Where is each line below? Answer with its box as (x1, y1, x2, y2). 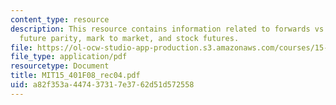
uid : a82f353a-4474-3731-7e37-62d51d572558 (10, 80, 195, 90)
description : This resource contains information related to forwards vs (10, 24, 325, 34)
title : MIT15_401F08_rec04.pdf (10, 71, 141, 81)
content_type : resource (10, 14, 110, 25)
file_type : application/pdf (10, 52, 128, 62)
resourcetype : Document (10, 61, 110, 71)
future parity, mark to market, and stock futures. (19, 33, 240, 43)
